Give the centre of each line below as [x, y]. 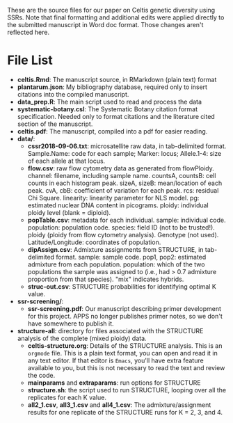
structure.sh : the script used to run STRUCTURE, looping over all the [127, 390]
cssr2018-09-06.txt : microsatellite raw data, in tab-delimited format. [127, 146]
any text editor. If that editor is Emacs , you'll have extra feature [115, 360]
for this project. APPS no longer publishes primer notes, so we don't [125, 316]
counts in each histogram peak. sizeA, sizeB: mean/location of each [125, 183]
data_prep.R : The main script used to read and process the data [110, 102]
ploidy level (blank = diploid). [69, 212]
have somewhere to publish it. [71, 324]
